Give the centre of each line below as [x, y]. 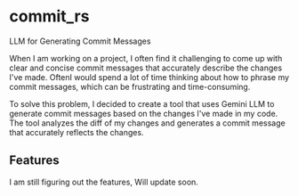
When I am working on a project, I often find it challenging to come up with [146, 58]
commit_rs [49, 16]
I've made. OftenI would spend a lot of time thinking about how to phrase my [149, 77]
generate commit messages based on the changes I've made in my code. [144, 113]
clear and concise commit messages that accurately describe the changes [146, 68]
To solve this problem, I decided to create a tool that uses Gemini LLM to [142, 103]
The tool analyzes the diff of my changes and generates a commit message [148, 123]
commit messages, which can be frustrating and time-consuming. [130, 86]
